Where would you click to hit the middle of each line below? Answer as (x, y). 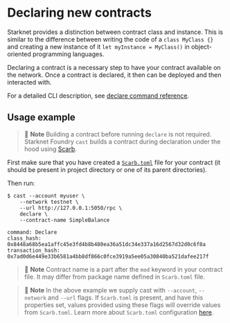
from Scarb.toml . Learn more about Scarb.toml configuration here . (119, 312)
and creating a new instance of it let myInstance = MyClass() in (99, 46)
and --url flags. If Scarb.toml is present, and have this (125, 297)
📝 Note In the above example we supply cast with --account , (110, 290)
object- (202, 46)
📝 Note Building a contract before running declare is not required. (118, 134)
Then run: (21, 183)
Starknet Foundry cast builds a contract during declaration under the (122, 141)
